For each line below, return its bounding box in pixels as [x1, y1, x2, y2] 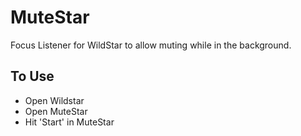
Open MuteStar [24, 105, 88, 117]
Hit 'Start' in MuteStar [24, 116, 115, 128]
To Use [10, 68, 55, 85]
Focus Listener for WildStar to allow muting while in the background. [10, 39, 292, 51]
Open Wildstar [24, 94, 85, 106]
